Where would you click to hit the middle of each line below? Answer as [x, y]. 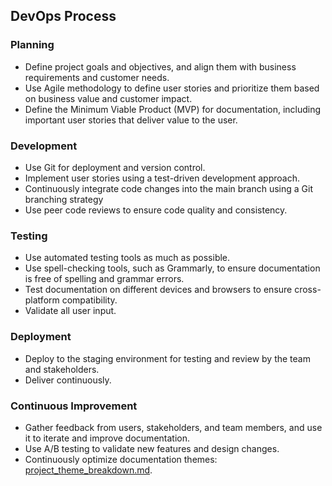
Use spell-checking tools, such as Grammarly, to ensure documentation [172, 268]
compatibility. [89, 300]
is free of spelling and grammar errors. [104, 279]
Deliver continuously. [68, 380]
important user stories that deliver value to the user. [131, 120]
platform [42, 300]
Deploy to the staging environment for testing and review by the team [167, 358]
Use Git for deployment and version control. [115, 167]
